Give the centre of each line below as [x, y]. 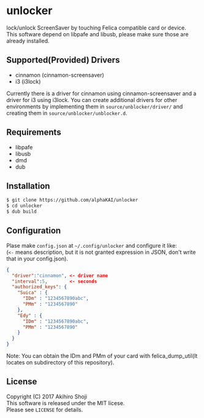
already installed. [28, 41]
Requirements [34, 132]
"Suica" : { [32, 293]
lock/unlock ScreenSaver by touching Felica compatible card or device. [96, 28]
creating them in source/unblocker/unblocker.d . [67, 113]
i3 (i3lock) [28, 81]
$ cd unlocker [25, 206]
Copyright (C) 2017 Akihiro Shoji [47, 396]
